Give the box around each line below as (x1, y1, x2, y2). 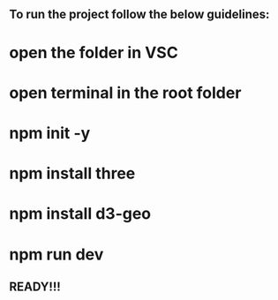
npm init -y (9, 123, 91, 143)
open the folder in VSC (9, 42, 178, 63)
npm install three (9, 163, 136, 184)
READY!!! (9, 279, 62, 294)
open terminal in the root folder (9, 83, 242, 102)
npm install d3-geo (9, 204, 152, 224)
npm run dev (9, 244, 104, 264)
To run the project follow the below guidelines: (9, 7, 270, 22)
